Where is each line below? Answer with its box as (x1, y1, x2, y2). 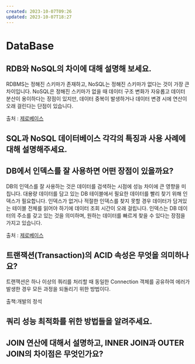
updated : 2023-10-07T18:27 (6, 14, 72, 20)
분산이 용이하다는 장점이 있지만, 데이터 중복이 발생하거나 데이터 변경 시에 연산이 (6, 95, 187, 102)
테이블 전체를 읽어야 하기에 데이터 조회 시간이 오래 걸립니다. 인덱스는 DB (12, 204, 177, 212)
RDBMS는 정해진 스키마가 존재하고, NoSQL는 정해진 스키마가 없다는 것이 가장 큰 (6, 80, 190, 88)
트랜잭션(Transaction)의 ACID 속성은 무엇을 (6, 251, 159, 261)
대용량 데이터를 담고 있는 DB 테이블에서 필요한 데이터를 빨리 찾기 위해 (23, 190, 182, 197)
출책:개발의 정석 (6, 297, 43, 304)
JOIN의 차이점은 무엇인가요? (6, 349, 104, 359)
